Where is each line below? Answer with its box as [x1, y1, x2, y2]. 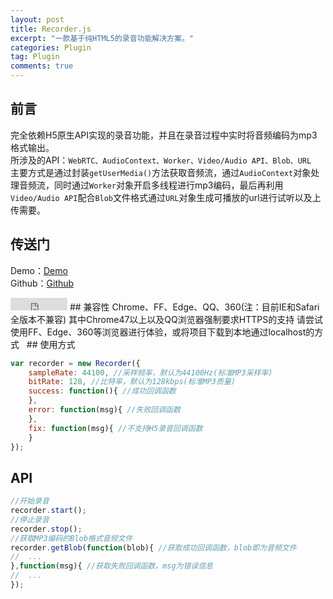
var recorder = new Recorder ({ [10, 358, 141, 368]
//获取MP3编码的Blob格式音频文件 [10, 533, 133, 543]
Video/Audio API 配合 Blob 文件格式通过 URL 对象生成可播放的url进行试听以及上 [10, 191, 322, 203]
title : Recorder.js [10, 24, 92, 34]
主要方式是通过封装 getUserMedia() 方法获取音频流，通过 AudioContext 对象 [10, 166, 312, 178]
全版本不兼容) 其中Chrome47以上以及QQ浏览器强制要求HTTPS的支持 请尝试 [10, 313, 324, 325]
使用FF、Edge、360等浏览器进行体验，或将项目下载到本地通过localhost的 [10, 326, 315, 338]
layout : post [10, 14, 65, 25]
